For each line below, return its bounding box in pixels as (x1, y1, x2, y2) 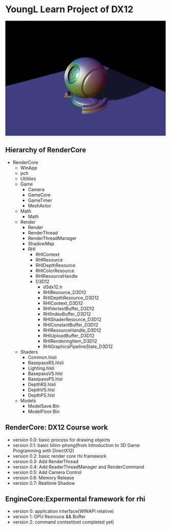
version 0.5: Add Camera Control (12, 469, 82, 475)
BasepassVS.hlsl (27, 370, 63, 377)
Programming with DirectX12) (12, 447, 75, 454)
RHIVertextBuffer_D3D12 (43, 305, 95, 311)
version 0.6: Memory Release (12, 474, 74, 481)
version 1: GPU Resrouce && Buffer (12, 514, 86, 520)
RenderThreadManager (27, 235, 77, 241)
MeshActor (27, 202, 51, 208)
